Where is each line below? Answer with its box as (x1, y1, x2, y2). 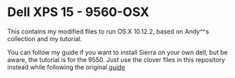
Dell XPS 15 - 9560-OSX (7, 4, 150, 20)
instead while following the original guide (7, 63, 126, 71)
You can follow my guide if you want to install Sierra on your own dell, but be (7, 48, 228, 56)
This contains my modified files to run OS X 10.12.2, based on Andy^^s (7, 27, 210, 36)
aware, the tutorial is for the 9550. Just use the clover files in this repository (7, 55, 225, 63)
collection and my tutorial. (7, 34, 83, 42)
